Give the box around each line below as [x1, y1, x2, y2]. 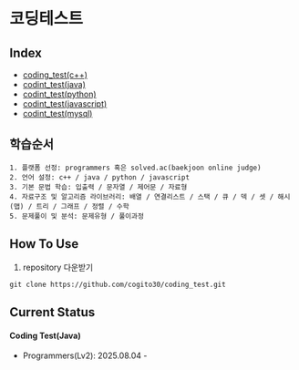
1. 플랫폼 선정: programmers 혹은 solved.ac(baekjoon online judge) [9, 163, 262, 172]
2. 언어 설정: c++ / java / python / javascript [9, 172, 190, 182]
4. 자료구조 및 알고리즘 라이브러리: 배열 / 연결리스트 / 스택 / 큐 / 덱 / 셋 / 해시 [9, 192, 291, 201]
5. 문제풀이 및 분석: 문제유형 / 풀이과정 [9, 211, 144, 221]
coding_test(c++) [22, 69, 88, 80]
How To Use [9, 236, 79, 252]
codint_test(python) [22, 88, 98, 99]
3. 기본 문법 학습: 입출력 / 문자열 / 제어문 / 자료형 [9, 182, 188, 191]
